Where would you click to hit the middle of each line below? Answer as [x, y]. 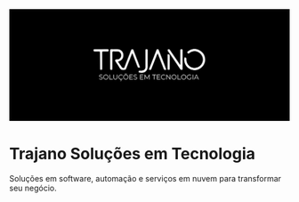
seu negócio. [33, 188]
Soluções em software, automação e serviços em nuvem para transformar [145, 179]
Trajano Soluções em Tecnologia [133, 154]
